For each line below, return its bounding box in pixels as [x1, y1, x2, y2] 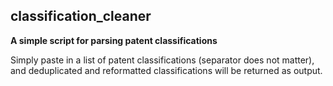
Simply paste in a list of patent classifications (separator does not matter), [10, 54, 315, 66]
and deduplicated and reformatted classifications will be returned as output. [10, 64, 323, 76]
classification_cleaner [10, 8, 152, 25]
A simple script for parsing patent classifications [10, 34, 218, 46]
